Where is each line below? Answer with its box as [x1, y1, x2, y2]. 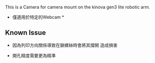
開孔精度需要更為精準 [12, 52, 56, 58]
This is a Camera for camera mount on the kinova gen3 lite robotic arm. [5, 4, 151, 10]
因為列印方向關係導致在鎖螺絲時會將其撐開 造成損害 [12, 42, 117, 48]
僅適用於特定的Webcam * [12, 14, 64, 20]
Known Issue [5, 29, 46, 37]
